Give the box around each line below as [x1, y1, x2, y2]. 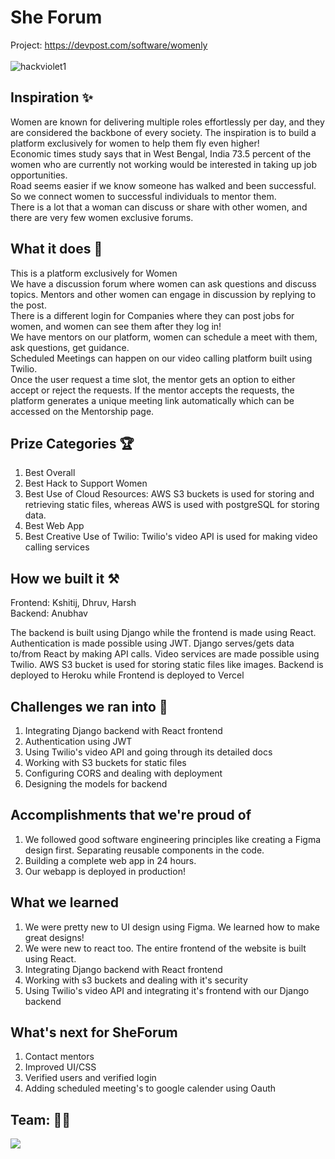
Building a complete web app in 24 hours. [24, 854, 197, 866]
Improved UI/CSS [24, 1061, 97, 1073]
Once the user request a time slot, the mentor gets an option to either [10, 373, 296, 385]
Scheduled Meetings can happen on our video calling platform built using [10, 352, 313, 364]
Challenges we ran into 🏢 [10, 698, 168, 715]
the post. [10, 299, 47, 311]
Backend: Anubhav [10, 607, 88, 620]
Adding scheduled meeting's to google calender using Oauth [24, 1082, 277, 1095]
